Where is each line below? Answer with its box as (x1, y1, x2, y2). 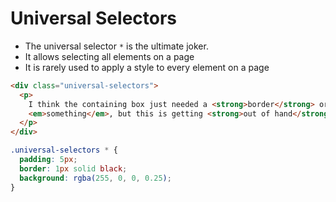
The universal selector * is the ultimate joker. (24, 40, 209, 52)
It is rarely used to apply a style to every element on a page (24, 61, 270, 73)
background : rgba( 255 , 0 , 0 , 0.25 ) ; (19, 173, 172, 183)
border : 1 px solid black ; (19, 163, 128, 174)
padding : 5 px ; (19, 155, 78, 165)
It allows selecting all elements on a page (24, 50, 195, 62)
